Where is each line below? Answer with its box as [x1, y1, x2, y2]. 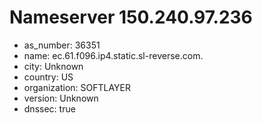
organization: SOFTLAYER [23, 81, 131, 93]
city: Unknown [23, 60, 84, 72]
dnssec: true [23, 102, 76, 115]
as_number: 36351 [23, 39, 101, 51]
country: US [23, 71, 74, 83]
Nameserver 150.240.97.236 [9, 6, 253, 29]
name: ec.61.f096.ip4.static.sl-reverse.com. [23, 49, 204, 61]
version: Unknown [23, 92, 99, 104]
